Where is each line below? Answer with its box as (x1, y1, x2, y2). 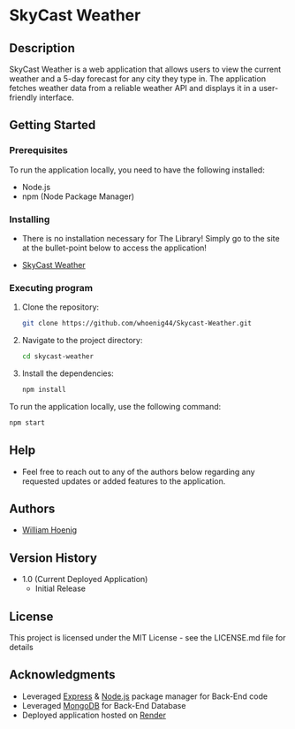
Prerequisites (9, 144, 68, 157)
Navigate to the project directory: (21, 335, 143, 346)
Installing (9, 213, 50, 226)
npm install (21, 386, 66, 395)
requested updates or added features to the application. (21, 475, 226, 487)
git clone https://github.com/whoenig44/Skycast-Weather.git (21, 319, 253, 328)
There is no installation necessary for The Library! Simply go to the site (21, 233, 280, 243)
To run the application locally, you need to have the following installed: (9, 165, 265, 175)
